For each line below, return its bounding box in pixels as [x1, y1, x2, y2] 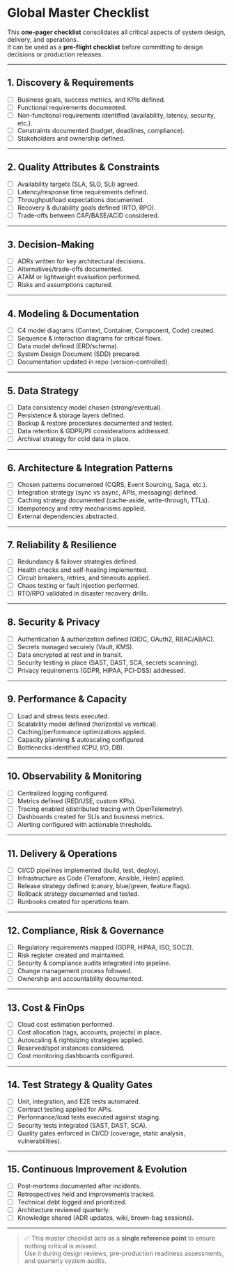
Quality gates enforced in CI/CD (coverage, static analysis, [17, 1128, 186, 1137]
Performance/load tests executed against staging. [17, 1113, 161, 1122]
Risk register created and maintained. [17, 951, 125, 959]
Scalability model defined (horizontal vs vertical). [17, 720, 158, 728]
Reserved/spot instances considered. [17, 1044, 125, 1053]
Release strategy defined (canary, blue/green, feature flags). [17, 882, 192, 890]
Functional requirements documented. [17, 103, 127, 111]
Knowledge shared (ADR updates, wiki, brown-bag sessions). [17, 1213, 194, 1222]
